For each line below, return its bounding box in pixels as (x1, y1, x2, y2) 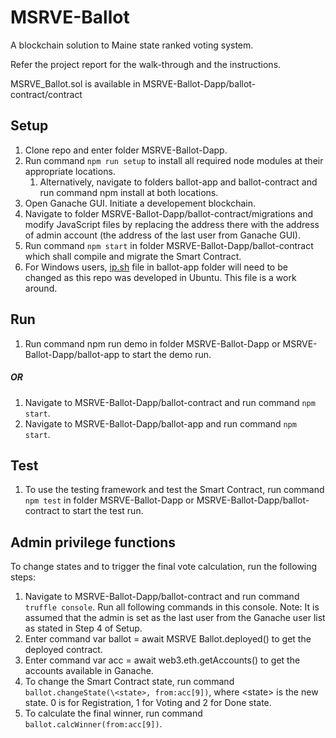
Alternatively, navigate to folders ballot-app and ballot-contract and (39, 176, 318, 188)
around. (24, 282, 58, 294)
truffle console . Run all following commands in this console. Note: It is (24, 601, 320, 613)
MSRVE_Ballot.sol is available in (10, 77, 141, 90)
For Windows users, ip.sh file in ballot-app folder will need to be (24, 261, 288, 273)
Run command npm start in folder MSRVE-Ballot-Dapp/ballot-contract (24, 239, 314, 251)
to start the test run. (61, 505, 144, 517)
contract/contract (10, 88, 83, 100)
